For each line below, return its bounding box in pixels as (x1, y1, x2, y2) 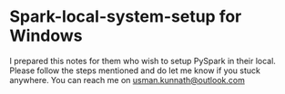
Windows (9, 25, 83, 46)
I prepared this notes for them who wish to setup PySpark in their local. (9, 55, 276, 66)
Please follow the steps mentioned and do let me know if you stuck (9, 65, 261, 76)
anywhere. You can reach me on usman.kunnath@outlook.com (9, 74, 246, 85)
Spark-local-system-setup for (9, 6, 242, 27)
